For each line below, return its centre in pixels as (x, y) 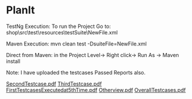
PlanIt (21, 10)
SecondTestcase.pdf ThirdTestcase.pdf (54, 84)
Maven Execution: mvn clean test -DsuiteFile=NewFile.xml (76, 44)
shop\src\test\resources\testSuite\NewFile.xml (62, 32)
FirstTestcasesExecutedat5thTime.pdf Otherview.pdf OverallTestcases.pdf (96, 90)
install (13, 61)
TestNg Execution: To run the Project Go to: (59, 26)
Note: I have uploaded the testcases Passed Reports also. (76, 72)
